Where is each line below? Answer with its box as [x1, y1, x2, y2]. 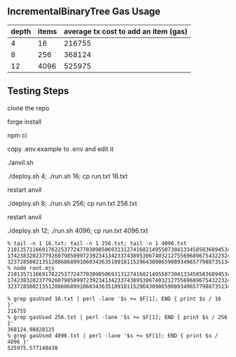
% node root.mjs [7, 264, 55, 271]
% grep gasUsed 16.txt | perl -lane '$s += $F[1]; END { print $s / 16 [7, 295, 221, 302]
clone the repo [7, 103, 50, 112]
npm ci [7, 131, 27, 139]
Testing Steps [7, 85, 70, 97]
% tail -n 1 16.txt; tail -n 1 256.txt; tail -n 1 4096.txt [7, 240, 188, 247]
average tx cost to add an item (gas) [63, 26, 188, 36]
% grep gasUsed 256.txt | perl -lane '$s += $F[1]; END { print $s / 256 [7, 313, 228, 320]
